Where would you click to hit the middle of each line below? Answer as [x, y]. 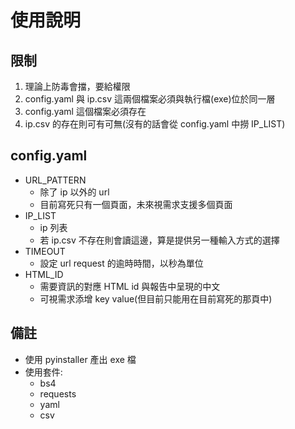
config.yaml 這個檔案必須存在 [85, 111]
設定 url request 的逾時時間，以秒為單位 [121, 263]
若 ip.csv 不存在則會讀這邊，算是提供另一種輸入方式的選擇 [159, 240]
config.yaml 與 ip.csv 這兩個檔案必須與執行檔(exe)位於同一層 [150, 99]
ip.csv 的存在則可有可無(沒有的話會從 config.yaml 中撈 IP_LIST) [155, 124]
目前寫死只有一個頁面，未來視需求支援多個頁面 [136, 204]
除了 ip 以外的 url [74, 192]
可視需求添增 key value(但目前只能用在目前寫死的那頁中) [156, 298]
